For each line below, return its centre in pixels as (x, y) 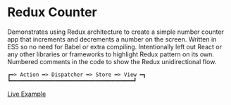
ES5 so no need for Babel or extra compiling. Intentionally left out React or (114, 47)
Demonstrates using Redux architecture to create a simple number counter (115, 32)
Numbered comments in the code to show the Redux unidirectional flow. (112, 61)
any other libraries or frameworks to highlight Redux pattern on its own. (111, 54)
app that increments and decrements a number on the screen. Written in (112, 39)
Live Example (27, 94)
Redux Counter (52, 12)
